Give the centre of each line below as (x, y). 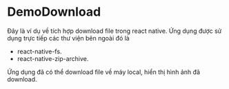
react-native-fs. (39, 51)
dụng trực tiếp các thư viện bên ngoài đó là (68, 38)
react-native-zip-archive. (53, 58)
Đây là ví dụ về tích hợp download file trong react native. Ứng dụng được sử (114, 31)
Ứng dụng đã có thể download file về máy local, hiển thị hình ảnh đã (104, 72)
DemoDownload (54, 12)
